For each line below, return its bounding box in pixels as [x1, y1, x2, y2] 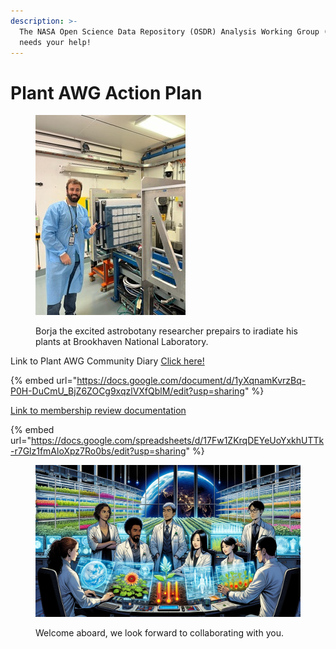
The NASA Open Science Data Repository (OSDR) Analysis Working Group [19, 26, 320, 37]
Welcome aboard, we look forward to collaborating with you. [35, 626, 284, 639]
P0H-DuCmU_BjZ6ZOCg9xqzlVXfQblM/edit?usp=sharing [10, 385, 245, 397]
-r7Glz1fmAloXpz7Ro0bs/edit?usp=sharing [10, 445, 187, 457]
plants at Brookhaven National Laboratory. [35, 336, 209, 348]
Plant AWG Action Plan [10, 81, 203, 104]
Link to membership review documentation [10, 405, 187, 417]
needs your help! [19, 37, 92, 47]
